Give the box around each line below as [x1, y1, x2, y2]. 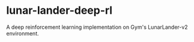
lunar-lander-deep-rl [6, 4, 113, 17]
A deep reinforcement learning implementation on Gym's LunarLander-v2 [6, 23, 188, 31]
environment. [6, 29, 39, 37]
